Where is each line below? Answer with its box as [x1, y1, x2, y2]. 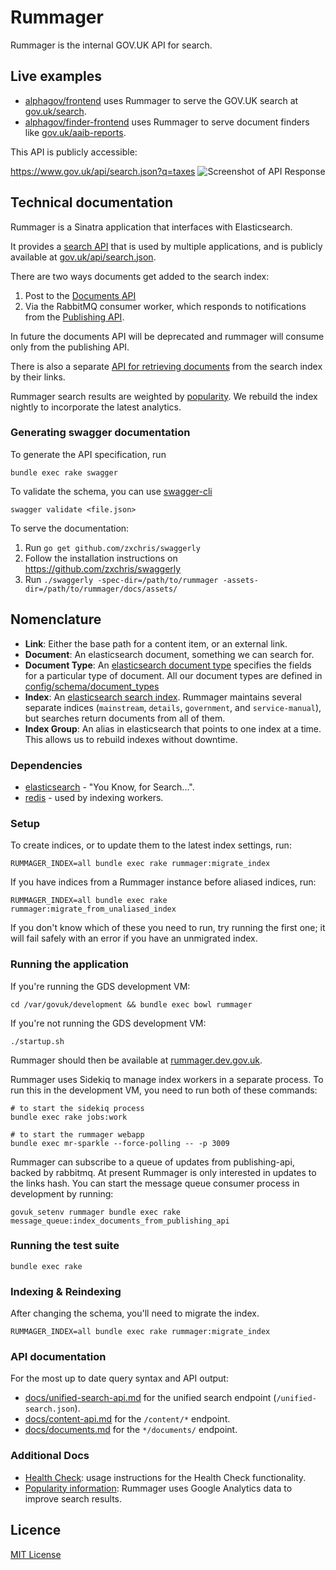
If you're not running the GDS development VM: [10, 1017, 207, 1029]
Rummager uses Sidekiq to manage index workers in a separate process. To [10, 1073, 324, 1085]
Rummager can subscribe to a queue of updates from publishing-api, [10, 1156, 295, 1168]
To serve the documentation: [10, 522, 130, 534]
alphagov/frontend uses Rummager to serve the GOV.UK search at [24, 94, 299, 106]
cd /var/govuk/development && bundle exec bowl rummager [10, 999, 253, 1010]
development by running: [10, 1187, 114, 1200]
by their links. [10, 371, 66, 383]
